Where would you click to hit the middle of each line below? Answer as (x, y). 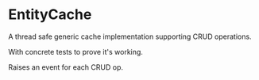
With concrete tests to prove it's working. (75, 51)
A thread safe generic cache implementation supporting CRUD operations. (130, 36)
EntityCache (50, 15)
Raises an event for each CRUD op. (66, 67)
